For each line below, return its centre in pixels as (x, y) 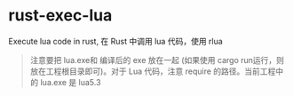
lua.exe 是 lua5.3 (71, 82)
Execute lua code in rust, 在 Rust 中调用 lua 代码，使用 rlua (115, 41)
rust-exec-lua (60, 16)
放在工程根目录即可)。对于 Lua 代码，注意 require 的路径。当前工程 (153, 71)
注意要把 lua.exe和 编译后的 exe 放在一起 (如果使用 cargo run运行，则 (157, 60)
